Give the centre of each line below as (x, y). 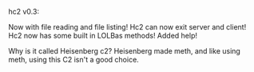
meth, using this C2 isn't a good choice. (74, 60)
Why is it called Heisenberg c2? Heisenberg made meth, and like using (125, 51)
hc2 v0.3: (24, 12)
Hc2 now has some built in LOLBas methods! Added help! (103, 36)
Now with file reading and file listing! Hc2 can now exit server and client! (127, 27)
